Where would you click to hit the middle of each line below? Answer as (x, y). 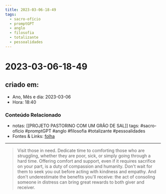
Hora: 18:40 (24, 102)
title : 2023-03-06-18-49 (31, 10)
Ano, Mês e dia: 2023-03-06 (41, 97)
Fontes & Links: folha (34, 136)
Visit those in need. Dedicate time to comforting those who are (81, 151)
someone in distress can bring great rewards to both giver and (81, 182)
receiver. (26, 188)
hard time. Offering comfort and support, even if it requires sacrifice (86, 161)
